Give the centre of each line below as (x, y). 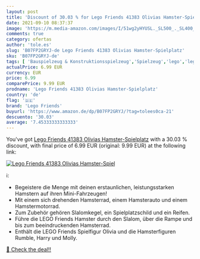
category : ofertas (29, 39)
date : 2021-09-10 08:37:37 (40, 23)
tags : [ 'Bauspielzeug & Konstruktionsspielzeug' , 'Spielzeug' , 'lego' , (96, 61)
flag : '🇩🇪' (21, 100)
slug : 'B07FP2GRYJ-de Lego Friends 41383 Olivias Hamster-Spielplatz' (96, 51)
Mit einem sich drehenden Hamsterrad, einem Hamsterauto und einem (101, 200)
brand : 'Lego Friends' (34, 106)
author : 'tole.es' (29, 45)
